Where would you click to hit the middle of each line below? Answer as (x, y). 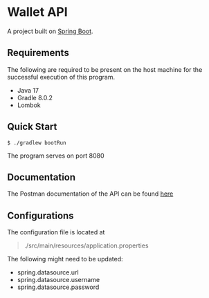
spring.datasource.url (48, 272)
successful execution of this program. (61, 77)
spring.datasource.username (58, 280)
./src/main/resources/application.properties (86, 245)
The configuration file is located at (56, 232)
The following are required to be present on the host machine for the (105, 69)
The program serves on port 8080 (56, 156)
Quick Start (32, 127)
